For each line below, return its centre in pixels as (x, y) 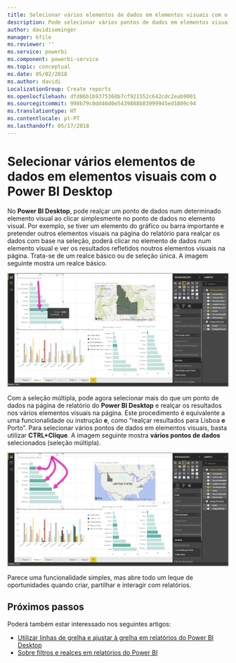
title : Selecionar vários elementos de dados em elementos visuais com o (118, 15)
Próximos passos (46, 607)
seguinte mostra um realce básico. (57, 263)
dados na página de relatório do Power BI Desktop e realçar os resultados (115, 405)
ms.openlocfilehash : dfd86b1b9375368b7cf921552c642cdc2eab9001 (102, 96)
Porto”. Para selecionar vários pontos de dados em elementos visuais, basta (117, 428)
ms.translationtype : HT (42, 111)
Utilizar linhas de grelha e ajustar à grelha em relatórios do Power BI (116, 637)
